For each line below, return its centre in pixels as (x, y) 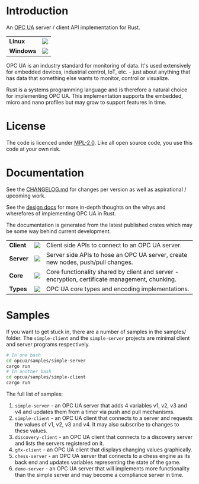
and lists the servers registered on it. (60, 443)
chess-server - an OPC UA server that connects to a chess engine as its (102, 456)
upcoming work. (26, 195)
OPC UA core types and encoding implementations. (118, 289)
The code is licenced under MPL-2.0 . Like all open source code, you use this (99, 142)
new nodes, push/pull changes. (90, 262)
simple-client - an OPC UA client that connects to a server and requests (104, 418)
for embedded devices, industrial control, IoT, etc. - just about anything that (98, 72)
